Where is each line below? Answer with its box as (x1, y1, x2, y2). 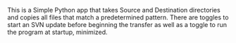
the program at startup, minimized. (7, 28, 108, 36)
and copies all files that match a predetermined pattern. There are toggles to (7, 13, 229, 21)
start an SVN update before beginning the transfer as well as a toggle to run (7, 21, 228, 28)
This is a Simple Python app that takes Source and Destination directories (7, 6, 221, 14)
